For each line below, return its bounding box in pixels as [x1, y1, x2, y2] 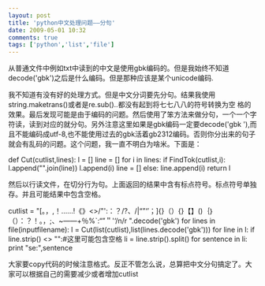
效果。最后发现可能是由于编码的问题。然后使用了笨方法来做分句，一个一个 [8, 110, 250, 119]
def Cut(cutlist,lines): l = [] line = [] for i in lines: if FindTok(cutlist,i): [8, 155, 226, 165]
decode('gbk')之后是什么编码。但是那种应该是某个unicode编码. [8, 73, 215, 83]
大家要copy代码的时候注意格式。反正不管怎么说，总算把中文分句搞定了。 [8, 259, 246, 269]
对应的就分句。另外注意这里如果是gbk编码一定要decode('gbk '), [42, 120, 250, 129]
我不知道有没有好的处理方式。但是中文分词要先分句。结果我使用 [8, 90, 215, 99]
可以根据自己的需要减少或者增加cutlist [14, 269, 139, 279]
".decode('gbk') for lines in [129, 216, 215, 225]
